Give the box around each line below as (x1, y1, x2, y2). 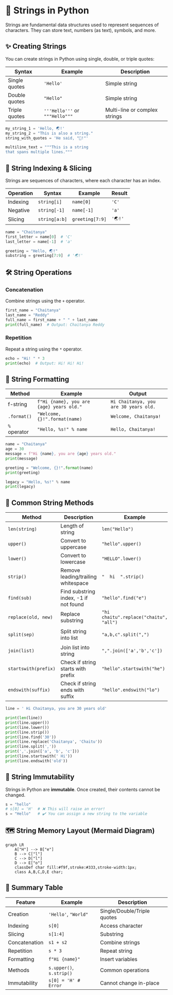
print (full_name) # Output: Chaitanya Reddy (5, 322, 105, 327)
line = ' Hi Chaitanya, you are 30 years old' (5, 706, 107, 711)
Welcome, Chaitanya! (110, 414, 161, 420)
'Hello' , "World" (48, 911, 89, 918)
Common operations (100, 966, 150, 973)
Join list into (60, 644, 90, 651)
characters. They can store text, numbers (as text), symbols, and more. (5, 27, 156, 33)
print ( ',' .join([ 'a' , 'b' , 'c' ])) (5, 749, 80, 754)
